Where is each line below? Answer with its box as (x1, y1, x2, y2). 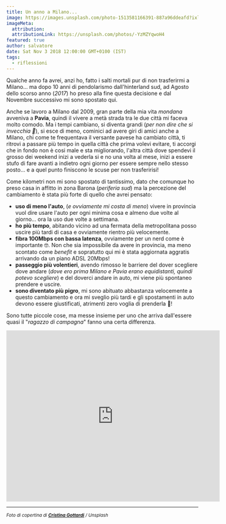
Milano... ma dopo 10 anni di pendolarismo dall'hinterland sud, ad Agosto (6, 83, 189, 90)
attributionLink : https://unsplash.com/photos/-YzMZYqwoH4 (12, 32, 165, 38)
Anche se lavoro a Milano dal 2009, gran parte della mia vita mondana (6, 108, 183, 115)
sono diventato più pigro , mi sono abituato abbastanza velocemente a (15, 287, 192, 294)
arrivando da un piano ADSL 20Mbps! (15, 254, 110, 262)
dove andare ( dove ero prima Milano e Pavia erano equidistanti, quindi (15, 267, 193, 274)
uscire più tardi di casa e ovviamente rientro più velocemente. (15, 228, 171, 236)
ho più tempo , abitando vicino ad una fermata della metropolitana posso (15, 222, 197, 229)
